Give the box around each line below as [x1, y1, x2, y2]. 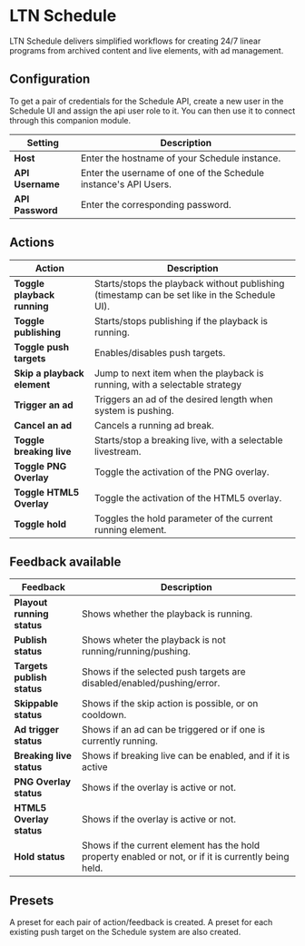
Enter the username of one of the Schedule [80, 166, 265, 179]
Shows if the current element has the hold [81, 839, 261, 852]
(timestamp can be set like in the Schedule [93, 288, 276, 301]
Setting [26, 136, 59, 149]
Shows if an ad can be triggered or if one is [81, 724, 266, 736]
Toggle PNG [14, 459, 67, 472]
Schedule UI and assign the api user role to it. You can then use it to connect [9, 105, 296, 116]
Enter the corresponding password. [80, 198, 231, 211]
